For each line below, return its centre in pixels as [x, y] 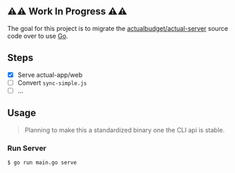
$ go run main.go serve [42, 162]
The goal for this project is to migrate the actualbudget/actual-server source [118, 28]
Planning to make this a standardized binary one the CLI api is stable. [125, 130]
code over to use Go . [38, 36]
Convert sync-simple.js [52, 83]
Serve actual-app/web [50, 75]
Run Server [27, 148]
